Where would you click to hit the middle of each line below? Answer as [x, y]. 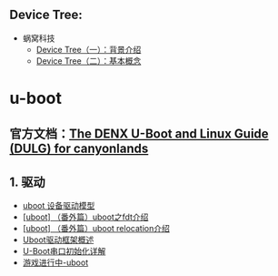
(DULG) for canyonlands [79, 149]
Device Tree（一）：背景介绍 [89, 49]
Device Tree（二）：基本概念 [89, 61]
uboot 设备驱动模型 [59, 206]
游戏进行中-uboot [55, 262]
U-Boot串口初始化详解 [64, 251]
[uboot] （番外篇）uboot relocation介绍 [96, 229]
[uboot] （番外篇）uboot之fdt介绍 [85, 217]
